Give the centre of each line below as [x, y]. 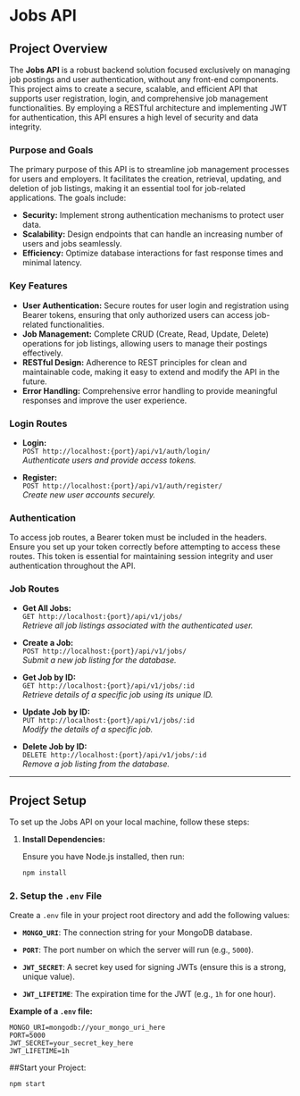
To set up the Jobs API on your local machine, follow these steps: [129, 822]
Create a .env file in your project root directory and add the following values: [150, 916]
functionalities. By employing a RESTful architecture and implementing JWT [148, 108]
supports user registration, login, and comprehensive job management [139, 98]
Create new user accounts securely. [89, 494]
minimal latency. [52, 263]
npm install [44, 873]
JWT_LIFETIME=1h [39, 1051]
